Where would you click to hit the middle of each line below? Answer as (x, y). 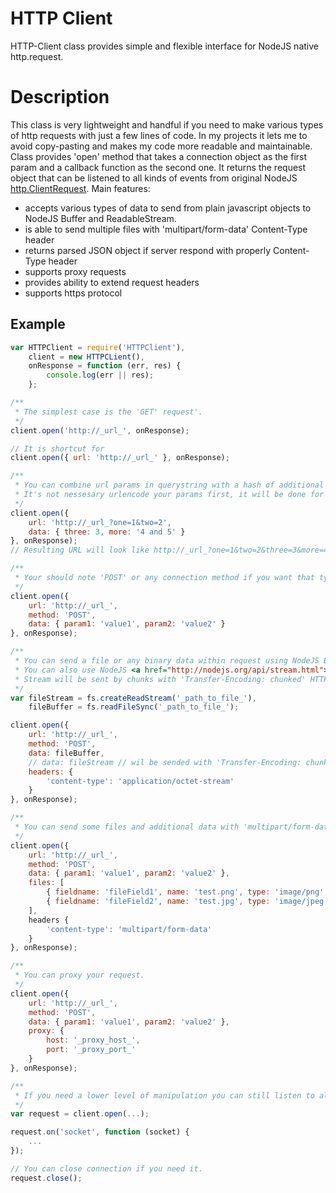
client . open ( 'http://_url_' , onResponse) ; (100, 430)
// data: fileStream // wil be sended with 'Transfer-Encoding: (165, 762)
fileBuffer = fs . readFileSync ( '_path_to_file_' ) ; (134, 707)
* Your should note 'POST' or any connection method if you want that (164, 578)
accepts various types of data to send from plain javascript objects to (168, 208)
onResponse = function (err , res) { (105, 366)
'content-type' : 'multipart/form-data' (129, 929)
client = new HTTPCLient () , (86, 357)
